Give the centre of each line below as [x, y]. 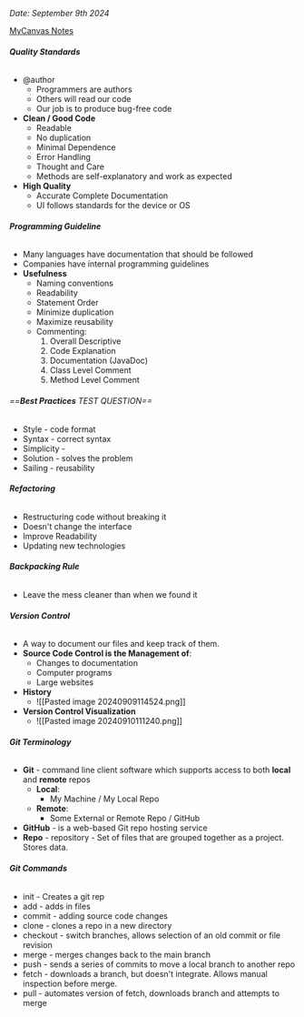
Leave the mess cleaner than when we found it [110, 595]
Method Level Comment [95, 380]
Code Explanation [83, 351]
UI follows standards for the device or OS [113, 206]
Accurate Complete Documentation [102, 196]
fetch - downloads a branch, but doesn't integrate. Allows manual [145, 973]
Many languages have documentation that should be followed [138, 255]
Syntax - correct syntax [67, 438]
